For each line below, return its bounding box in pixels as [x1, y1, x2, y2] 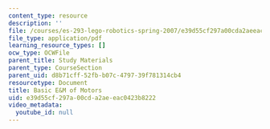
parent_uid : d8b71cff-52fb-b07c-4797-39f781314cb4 [8, 71, 182, 79]
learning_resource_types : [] [8, 42, 106, 50]
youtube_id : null [15, 109, 74, 117]
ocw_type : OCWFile [8, 49, 70, 57]
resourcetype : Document [8, 79, 88, 87]
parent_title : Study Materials [8, 57, 113, 65]
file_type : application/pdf [8, 34, 103, 42]
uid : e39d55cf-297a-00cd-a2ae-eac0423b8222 [8, 94, 157, 102]
